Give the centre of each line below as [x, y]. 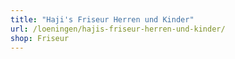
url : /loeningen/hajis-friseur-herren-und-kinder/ [118, 29]
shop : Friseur [40, 38]
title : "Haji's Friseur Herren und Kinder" [102, 19]
